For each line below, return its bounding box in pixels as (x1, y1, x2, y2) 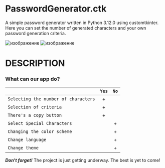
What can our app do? (5, 76, 60, 83)
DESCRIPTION (5, 58, 65, 69)
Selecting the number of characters (8, 96, 95, 102)
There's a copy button (8, 112, 62, 118)
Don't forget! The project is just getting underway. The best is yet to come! (5, 157, 160, 163)
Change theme (8, 145, 39, 151)
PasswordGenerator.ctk (5, 3, 107, 15)
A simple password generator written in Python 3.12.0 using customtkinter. (5, 20, 159, 26)
